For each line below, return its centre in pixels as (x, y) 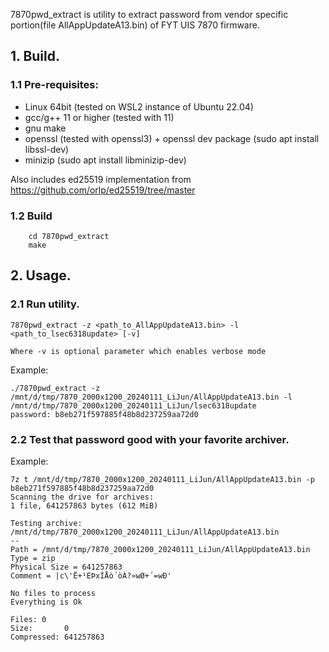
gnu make (45, 128)
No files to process (53, 593)
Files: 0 (28, 619)
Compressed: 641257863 (57, 637)
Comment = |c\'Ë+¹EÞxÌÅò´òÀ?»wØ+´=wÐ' (91, 575)
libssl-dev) (47, 149)
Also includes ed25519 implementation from (101, 179)
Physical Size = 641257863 (66, 567)
